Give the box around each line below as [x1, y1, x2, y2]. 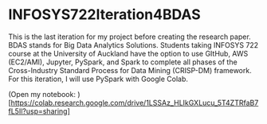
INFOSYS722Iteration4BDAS [8, 6, 201, 24]
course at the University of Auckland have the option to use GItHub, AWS [8, 48, 249, 58]
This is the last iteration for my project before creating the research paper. [8, 32, 251, 41]
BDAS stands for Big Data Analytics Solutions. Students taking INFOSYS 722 [8, 40, 259, 49]
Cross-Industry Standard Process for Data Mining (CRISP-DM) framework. [8, 65, 253, 75]
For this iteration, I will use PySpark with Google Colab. [8, 74, 189, 83]
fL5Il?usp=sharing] [8, 106, 70, 116]
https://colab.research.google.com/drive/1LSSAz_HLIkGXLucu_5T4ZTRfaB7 [10, 98, 259, 107]
